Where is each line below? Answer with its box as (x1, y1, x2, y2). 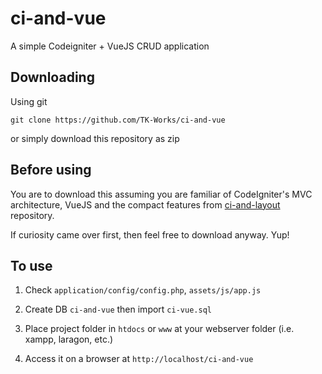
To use (10, 257, 53, 274)
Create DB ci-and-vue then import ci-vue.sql (24, 303, 212, 316)
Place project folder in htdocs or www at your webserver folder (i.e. (24, 323, 295, 335)
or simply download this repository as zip (10, 132, 180, 144)
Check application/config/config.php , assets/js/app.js (24, 284, 262, 296)
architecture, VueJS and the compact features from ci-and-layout (10, 198, 281, 211)
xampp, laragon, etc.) (24, 333, 114, 346)
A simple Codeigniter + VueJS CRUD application (10, 40, 210, 52)
